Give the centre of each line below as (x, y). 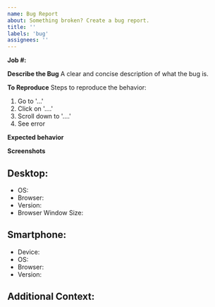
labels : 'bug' (28, 34)
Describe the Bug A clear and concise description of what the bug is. (108, 74)
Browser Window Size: (50, 212)
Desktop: (28, 173)
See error (31, 124)
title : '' (22, 27)
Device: (29, 252)
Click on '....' (35, 109)
